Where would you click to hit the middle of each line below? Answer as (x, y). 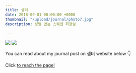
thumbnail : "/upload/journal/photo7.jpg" (49, 19)
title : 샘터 (17, 10)
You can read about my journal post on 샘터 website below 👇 (68, 54)
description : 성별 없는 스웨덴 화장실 (41, 24)
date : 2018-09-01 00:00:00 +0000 (40, 15)
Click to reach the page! (30, 65)
